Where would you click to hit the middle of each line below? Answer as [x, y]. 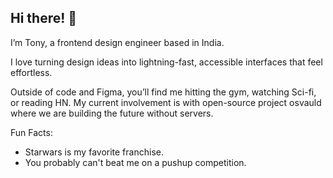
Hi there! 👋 [44, 18]
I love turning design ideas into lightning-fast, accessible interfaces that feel [166, 62]
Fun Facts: [31, 132]
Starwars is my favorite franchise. [94, 152]
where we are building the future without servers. [112, 113]
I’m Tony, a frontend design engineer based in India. [117, 42]
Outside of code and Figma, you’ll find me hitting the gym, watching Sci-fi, [163, 92]
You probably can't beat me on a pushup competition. [135, 162]
